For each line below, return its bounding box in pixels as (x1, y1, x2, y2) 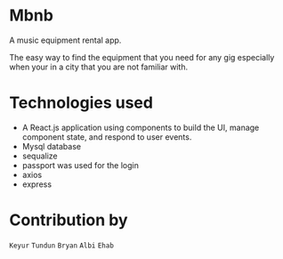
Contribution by (9, 210, 128, 231)
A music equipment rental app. (9, 35, 122, 45)
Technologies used (9, 93, 154, 113)
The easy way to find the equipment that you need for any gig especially (9, 52, 275, 62)
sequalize (21, 150, 58, 161)
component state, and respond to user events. (21, 131, 192, 142)
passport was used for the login (21, 159, 140, 170)
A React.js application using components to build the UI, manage (21, 122, 260, 133)
